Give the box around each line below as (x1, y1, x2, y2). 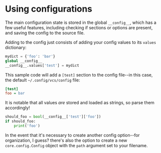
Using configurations (5, 3, 92, 15)
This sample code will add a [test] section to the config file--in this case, (5, 72, 153, 77)
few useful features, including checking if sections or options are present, (5, 24, 153, 30)
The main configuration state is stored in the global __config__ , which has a (5, 19, 157, 25)
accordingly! (5, 105, 30, 111)
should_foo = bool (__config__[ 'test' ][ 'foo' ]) (5, 115, 101, 119)
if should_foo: (5, 119, 36, 124)
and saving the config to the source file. (5, 30, 85, 36)
